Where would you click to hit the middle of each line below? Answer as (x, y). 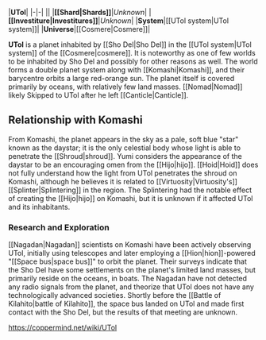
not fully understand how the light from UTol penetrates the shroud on (123, 173)
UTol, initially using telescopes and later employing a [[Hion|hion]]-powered (132, 253)
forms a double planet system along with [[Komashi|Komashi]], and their (126, 70)
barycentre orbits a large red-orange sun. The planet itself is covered (121, 78)
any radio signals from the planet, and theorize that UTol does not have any (131, 287)
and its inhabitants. (39, 207)
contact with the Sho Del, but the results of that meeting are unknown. (123, 312)
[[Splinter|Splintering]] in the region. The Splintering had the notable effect (130, 190)
